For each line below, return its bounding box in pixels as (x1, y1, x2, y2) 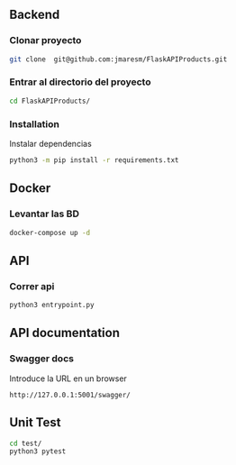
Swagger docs (9, 352, 75, 365)
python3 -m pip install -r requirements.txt (9, 156, 179, 165)
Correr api (9, 279, 55, 292)
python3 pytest (9, 447, 67, 456)
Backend (9, 7, 60, 23)
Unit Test (9, 415, 61, 431)
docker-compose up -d (9, 228, 91, 237)
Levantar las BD (9, 207, 79, 220)
